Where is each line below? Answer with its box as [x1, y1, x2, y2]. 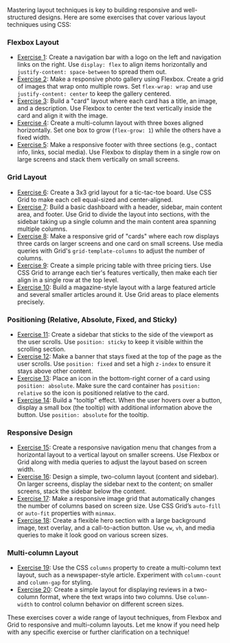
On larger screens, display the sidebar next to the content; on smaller [16, 480, 214, 488]
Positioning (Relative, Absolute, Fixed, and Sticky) [7, 315, 177, 324]
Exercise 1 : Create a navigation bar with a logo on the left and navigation [16, 53, 222, 61]
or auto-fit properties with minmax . [16, 509, 116, 517]
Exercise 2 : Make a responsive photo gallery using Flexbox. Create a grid [16, 75, 224, 83]
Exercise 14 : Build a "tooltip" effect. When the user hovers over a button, [16, 396, 222, 404]
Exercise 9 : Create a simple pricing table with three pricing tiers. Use [16, 261, 211, 269]
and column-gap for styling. [16, 578, 93, 587]
